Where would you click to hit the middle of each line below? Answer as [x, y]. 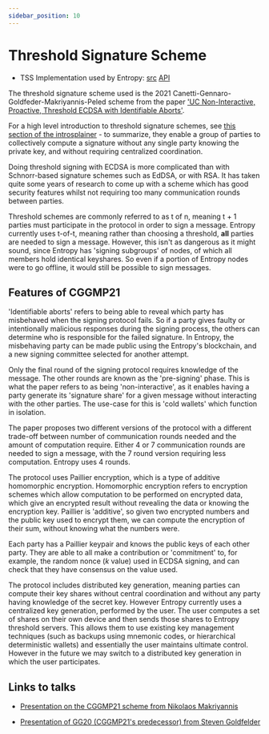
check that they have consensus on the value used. [93, 570]
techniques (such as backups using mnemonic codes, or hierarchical [122, 636]
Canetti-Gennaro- [202, 93]
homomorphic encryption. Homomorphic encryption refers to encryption [128, 486]
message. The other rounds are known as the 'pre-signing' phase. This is [129, 378]
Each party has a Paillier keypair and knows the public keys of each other [129, 544]
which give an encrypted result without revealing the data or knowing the [129, 503]
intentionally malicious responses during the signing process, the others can [134, 329]
